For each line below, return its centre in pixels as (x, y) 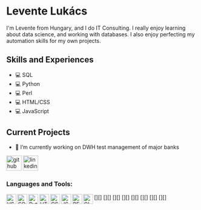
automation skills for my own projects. (54, 41)
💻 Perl (24, 93)
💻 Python (28, 84)
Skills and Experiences (50, 60)
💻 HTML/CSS (32, 102)
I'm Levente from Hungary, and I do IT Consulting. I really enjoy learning (96, 28)
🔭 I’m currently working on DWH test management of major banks (97, 147)
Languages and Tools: (39, 184)
